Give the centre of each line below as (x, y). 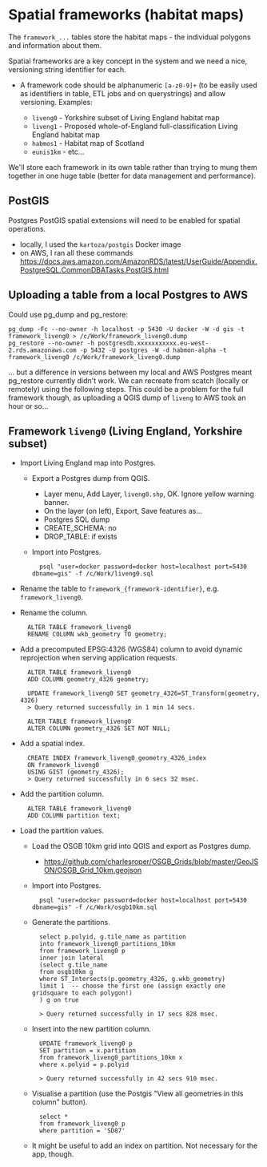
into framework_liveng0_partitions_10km (107, 944)
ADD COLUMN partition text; (74, 816)
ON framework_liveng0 (64, 765)
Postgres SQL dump (77, 519)
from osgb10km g (66, 972)
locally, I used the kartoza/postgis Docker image (100, 244)
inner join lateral (71, 958)
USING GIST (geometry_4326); (76, 772)
